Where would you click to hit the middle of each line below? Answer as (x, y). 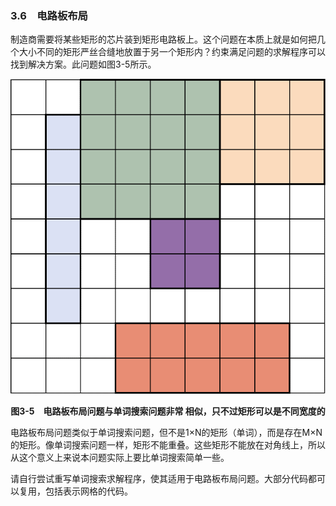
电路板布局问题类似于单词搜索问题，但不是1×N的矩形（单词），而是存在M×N (166, 433)
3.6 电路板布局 (49, 15)
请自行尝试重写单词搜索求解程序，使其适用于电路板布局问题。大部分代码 (159, 479)
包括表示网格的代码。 (88, 491)
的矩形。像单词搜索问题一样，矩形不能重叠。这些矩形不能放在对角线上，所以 (168, 445)
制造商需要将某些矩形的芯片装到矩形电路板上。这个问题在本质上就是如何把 (163, 39)
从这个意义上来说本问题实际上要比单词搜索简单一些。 (120, 458)
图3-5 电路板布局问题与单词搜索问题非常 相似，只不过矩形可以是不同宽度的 (168, 411)
